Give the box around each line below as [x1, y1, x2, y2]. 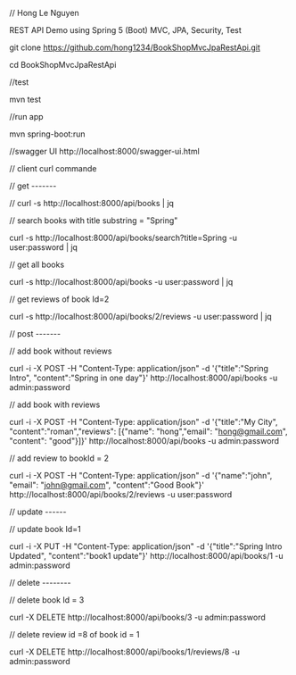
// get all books [9, 259, 65, 270]
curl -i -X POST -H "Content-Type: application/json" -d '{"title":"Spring [9, 363, 269, 373]
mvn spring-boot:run [9, 129, 86, 139]
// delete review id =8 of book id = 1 [9, 629, 140, 639]
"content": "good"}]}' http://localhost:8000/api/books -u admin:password [9, 436, 279, 446]
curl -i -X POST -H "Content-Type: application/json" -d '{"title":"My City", [9, 417, 278, 427]
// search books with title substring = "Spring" [9, 215, 178, 226]
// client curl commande [9, 163, 97, 173]
